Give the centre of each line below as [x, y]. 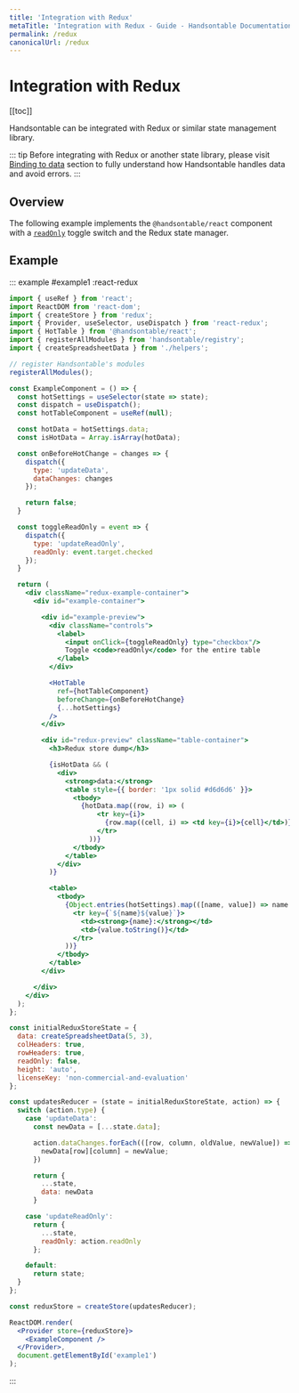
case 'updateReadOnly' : [69, 1217]
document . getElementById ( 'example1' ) [87, 1356]
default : [41, 1266]
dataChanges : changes [73, 478]
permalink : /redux [43, 34]
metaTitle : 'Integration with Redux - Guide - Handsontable [123, 26]
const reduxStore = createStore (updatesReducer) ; [103, 1306]
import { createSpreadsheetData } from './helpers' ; [109, 348]
